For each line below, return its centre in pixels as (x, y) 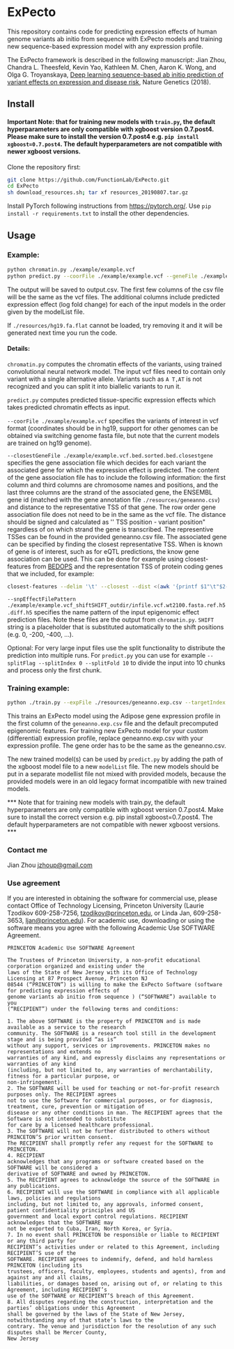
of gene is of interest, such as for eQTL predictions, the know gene (103, 551)
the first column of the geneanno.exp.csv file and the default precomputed (113, 723)
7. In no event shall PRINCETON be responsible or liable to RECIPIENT (113, 1235)
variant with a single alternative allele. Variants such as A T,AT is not (104, 379)
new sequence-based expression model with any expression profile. (105, 46)
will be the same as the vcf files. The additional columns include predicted (114, 296)
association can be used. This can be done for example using (95, 559)
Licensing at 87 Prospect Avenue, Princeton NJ (78, 979)
